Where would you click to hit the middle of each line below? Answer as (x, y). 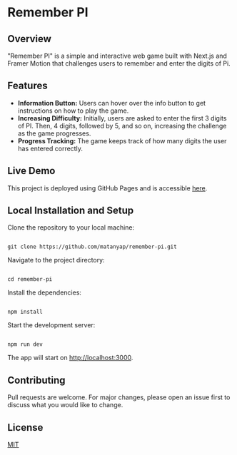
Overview (30, 39)
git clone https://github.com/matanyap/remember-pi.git (92, 247)
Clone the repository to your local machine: (71, 227)
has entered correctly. (50, 148)
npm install (25, 312)
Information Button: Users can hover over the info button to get (111, 103)
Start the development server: (51, 325)
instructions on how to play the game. (73, 111)
